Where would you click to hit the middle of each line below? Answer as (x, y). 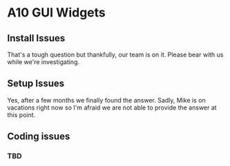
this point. (21, 114)
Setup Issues (36, 84)
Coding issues (39, 137)
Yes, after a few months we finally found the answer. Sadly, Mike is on (106, 100)
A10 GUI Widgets (56, 13)
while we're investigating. (43, 62)
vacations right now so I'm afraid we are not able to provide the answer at (112, 107)
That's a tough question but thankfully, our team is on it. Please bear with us (115, 54)
